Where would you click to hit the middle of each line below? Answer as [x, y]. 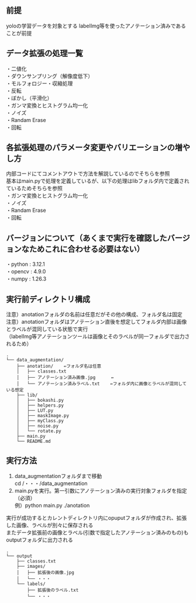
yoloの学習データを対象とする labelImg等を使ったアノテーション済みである [96, 26]
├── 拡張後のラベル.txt [53, 590]
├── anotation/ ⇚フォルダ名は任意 [59, 366]
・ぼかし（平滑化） [29, 98]
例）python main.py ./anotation [52, 505]
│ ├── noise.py [38, 426]
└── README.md [34, 442]
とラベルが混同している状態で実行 [47, 329]
